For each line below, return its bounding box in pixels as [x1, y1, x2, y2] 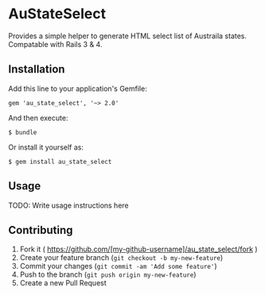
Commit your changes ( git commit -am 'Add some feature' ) [19, 262, 217, 271]
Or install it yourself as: [8, 142, 84, 152]
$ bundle [8, 128, 37, 136]
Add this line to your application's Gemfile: [8, 83, 147, 93]
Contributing [8, 223, 73, 237]
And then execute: [8, 113, 68, 122]
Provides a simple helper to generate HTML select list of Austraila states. [8, 31, 247, 41]
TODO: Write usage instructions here [8, 200, 129, 210]
